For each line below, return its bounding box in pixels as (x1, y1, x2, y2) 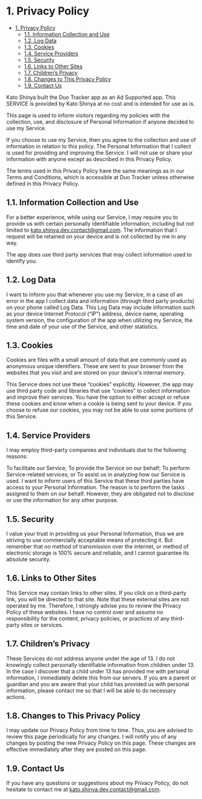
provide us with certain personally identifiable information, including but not (6, 220, 194, 227)
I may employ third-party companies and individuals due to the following (6, 447, 186, 454)
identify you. (6, 257, 37, 264)
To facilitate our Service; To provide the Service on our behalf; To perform (6, 465, 190, 472)
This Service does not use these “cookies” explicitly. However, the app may (6, 381, 194, 388)
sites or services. (21, 621, 63, 628)
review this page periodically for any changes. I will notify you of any (6, 733, 177, 740)
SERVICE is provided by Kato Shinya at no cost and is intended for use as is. (6, 100, 195, 107)
